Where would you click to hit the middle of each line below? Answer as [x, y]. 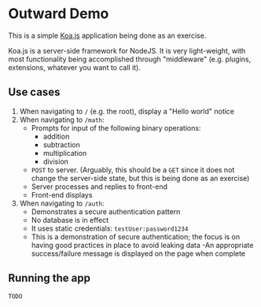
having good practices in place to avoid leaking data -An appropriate [142, 245]
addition [56, 136]
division [56, 161]
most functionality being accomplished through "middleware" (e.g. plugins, [130, 59]
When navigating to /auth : [62, 203]
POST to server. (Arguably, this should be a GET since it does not [133, 169]
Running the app [49, 278]
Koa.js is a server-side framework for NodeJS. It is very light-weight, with [127, 50]
